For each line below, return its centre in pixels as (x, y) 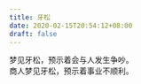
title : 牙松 (30, 17)
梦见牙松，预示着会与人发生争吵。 (71, 60)
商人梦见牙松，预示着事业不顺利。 (71, 71)
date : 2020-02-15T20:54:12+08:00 (71, 26)
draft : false (33, 34)
